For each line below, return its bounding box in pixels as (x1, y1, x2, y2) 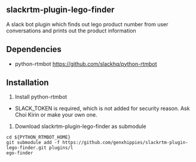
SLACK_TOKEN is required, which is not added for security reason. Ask (14, 105, 190, 112)
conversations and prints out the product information (6, 27, 136, 34)
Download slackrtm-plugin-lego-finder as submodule (14, 123, 146, 130)
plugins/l (48, 145, 73, 151)
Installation (6, 78, 49, 88)
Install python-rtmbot (14, 93, 68, 100)
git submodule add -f (6, 140, 60, 146)
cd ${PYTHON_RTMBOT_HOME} (6, 135, 71, 140)
